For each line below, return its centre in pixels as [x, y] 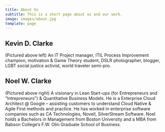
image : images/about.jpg [31, 19]
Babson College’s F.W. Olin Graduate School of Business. [63, 124]
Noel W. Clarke [28, 81]
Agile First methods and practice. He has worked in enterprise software [78, 108]
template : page [21, 23]
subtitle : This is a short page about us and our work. [64, 14]
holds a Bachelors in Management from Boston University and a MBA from [81, 119]
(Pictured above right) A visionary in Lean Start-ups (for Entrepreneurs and [81, 93]
